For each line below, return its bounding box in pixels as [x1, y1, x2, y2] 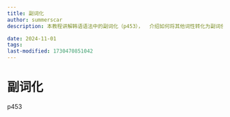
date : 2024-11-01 [7, 35, 57, 42]
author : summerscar [7, 16, 63, 23]
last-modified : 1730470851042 [7, 48, 94, 55]
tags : [7, 42, 23, 49]
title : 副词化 [7, 10, 44, 17]
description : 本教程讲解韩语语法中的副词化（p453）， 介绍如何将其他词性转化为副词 [7, 23, 221, 29]
